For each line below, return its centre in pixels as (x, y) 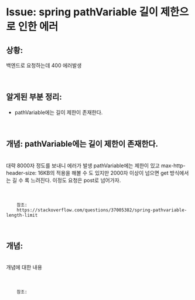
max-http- (173, 166)
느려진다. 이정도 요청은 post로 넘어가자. (76, 180)
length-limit (22, 215)
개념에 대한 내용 (24, 267)
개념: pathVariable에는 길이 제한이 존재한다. (82, 144)
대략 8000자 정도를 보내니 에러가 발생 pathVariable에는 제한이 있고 (83, 166)
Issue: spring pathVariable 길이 (82, 12)
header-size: (21, 173)
